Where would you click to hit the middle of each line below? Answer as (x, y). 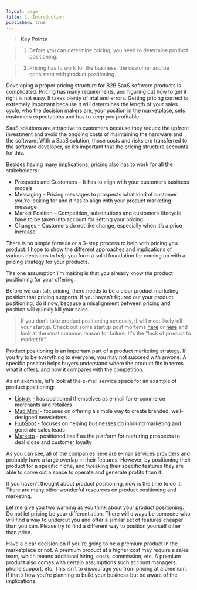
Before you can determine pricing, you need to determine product (109, 50)
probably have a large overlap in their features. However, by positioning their (98, 460)
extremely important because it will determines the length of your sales (92, 104)
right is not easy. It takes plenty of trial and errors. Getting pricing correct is (97, 98)
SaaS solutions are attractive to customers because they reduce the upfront (98, 128)
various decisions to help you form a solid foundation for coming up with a (96, 256)
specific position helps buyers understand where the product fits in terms (95, 364)
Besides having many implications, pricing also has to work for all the (89, 164)
